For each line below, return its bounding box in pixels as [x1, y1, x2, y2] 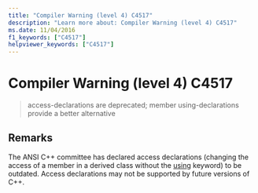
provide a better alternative [27, 109, 116, 118]
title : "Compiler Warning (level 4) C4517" [8, 11, 153, 20]
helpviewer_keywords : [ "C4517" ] [8, 41, 114, 49]
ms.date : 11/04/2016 [8, 26, 76, 34]
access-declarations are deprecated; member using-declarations [27, 100, 240, 110]
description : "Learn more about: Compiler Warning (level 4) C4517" [8, 19, 238, 27]
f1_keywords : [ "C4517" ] [8, 33, 87, 42]
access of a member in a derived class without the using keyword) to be [8, 160, 242, 169]
